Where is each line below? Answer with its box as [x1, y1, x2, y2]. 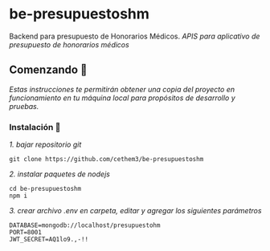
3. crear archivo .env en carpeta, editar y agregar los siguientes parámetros [9, 206, 262, 216]
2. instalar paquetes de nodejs [9, 169, 111, 179]
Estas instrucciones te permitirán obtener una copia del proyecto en [9, 84, 235, 94]
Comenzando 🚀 [9, 63, 88, 77]
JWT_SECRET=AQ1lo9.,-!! [9, 236, 89, 244]
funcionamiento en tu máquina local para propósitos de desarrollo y [9, 93, 235, 103]
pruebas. [9, 101, 39, 111]
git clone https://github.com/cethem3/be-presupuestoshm [9, 156, 204, 164]
